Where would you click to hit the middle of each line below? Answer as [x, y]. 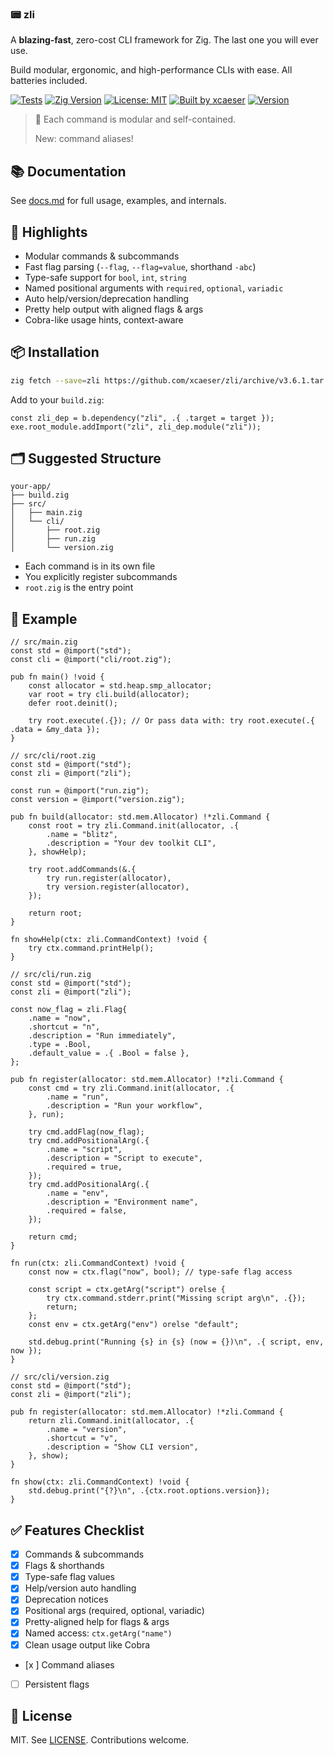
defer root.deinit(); [73, 703]
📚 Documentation [68, 171]
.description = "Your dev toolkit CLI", [131, 843]
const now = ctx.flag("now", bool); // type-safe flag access [160, 1272]
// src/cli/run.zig [51, 975]
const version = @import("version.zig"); [98, 800]
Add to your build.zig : [57, 399]
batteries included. [49, 81]
